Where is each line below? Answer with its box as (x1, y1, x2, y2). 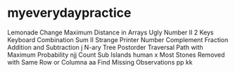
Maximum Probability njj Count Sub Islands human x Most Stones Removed (7, 51, 225, 59)
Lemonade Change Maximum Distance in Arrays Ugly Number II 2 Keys (7, 28, 215, 36)
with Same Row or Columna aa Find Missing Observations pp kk (7, 58, 193, 66)
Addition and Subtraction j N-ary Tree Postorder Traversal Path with (7, 43, 204, 51)
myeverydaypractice (7, 5, 132, 21)
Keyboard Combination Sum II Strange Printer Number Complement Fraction (7, 35, 229, 44)
